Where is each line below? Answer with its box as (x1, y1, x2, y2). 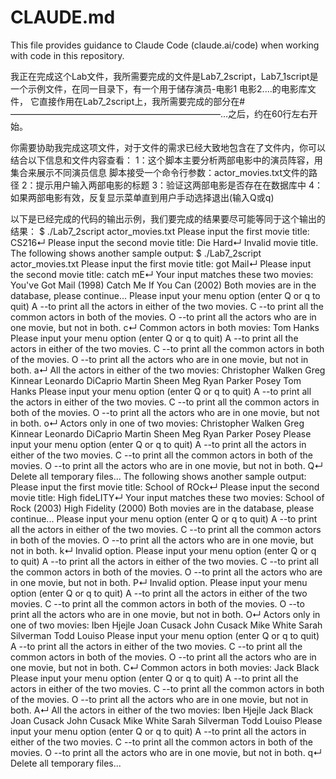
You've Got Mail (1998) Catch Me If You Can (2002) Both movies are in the (10, 279, 317, 291)
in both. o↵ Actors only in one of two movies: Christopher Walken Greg (10, 417, 305, 429)
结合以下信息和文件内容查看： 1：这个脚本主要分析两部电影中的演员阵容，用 (10, 154, 323, 166)
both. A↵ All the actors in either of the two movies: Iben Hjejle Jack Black (10, 704, 314, 716)
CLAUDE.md (10, 6, 116, 29)
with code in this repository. (10, 49, 125, 61)
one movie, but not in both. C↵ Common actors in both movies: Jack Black (10, 661, 320, 673)
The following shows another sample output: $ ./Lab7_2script (10, 247, 262, 259)
